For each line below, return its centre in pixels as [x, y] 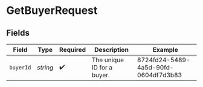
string [45, 67]
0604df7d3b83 [159, 75]
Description [111, 50]
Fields [18, 33]
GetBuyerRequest [52, 11]
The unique [108, 60]
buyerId [20, 67]
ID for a [102, 67]
